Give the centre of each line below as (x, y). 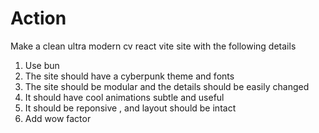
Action (38, 18)
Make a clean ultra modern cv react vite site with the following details (153, 46)
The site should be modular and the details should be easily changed (167, 86)
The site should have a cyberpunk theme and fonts (129, 76)
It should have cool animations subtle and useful (124, 97)
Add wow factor (58, 118)
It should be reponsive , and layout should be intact (130, 108)
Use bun (42, 65)
